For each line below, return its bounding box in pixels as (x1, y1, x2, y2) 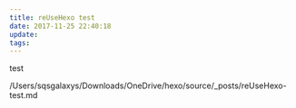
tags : (9, 38, 30, 48)
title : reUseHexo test (9, 13, 95, 22)
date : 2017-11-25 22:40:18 (9, 22, 112, 31)
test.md (9, 90, 38, 101)
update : (9, 30, 39, 39)
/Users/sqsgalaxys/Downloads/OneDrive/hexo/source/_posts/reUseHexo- (9, 80, 288, 91)
